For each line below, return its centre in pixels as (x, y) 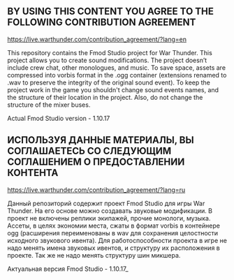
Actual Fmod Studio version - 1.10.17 (59, 118)
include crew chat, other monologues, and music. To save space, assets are (116, 67)
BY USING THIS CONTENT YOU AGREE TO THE (111, 12)
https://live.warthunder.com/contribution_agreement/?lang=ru (96, 190)
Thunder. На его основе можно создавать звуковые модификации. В (110, 211)
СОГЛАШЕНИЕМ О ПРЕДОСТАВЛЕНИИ (96, 162)
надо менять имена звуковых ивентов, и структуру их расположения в (114, 248)
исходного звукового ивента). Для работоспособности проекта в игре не (117, 240)
